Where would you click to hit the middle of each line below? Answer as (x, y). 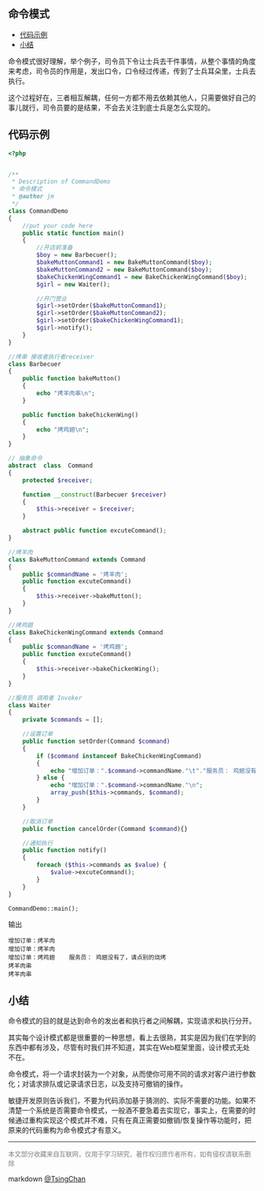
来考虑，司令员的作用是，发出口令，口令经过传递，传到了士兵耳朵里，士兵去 (132, 71)
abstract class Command (50, 466)
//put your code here (57, 226)
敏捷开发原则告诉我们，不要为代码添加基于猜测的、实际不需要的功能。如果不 (132, 1100)
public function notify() (65, 850)
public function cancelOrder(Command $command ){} (105, 829)
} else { (51, 778)
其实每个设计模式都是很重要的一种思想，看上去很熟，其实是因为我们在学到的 (132, 1037)
